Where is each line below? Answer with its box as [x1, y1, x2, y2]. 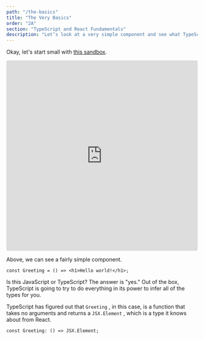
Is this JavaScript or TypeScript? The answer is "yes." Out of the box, [6, 278, 179, 286]
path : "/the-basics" [6, 9, 59, 15]
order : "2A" [6, 20, 36, 26]
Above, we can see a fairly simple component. [6, 256, 123, 263]
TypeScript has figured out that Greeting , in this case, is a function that [6, 303, 185, 311]
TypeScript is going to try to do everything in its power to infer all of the [6, 285, 185, 292]
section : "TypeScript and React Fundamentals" [6, 26, 126, 32]
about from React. [6, 316, 52, 324]
